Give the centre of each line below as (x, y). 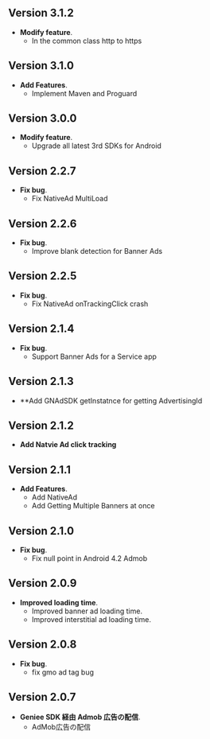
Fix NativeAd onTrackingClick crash (90, 303)
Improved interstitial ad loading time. (91, 619)
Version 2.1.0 (41, 531)
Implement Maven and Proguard (84, 93)
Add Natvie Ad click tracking (68, 445)
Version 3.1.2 (41, 13)
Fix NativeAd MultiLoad (70, 199)
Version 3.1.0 (41, 66)
